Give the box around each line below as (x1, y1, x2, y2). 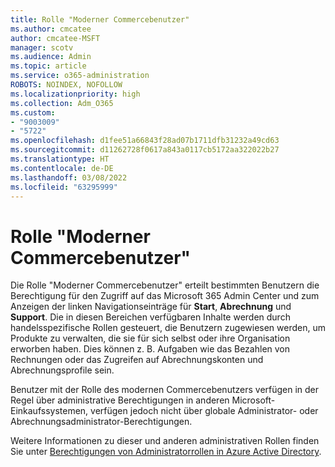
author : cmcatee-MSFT (10, 33, 101, 43)
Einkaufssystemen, (10, 405, 89, 417)
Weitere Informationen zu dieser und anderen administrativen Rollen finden (10, 435, 320, 447)
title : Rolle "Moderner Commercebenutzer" (10, 14, 190, 25)
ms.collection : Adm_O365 (10, 98, 114, 108)
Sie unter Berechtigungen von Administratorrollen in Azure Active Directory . (10, 446, 322, 458)
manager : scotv (10, 42, 74, 53)
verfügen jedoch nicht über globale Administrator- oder (90, 405, 319, 417)
